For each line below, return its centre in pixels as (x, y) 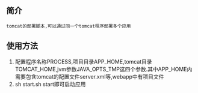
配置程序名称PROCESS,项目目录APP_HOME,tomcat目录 (83, 61)
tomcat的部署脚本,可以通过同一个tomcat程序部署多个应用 (69, 26)
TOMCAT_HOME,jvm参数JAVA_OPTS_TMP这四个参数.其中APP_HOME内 (104, 69)
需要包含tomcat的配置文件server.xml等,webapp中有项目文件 (89, 76)
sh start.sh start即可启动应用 (50, 84)
